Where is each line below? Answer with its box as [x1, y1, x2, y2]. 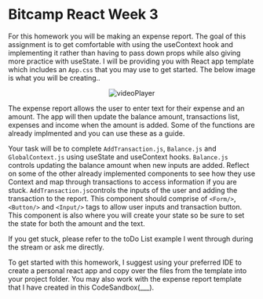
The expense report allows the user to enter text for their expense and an [8, 104, 245, 113]
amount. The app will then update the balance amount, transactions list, [8, 111, 240, 121]
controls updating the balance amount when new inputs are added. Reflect [8, 160, 250, 170]
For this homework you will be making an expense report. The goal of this [8, 31, 247, 41]
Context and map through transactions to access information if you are [8, 177, 237, 186]
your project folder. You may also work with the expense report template [8, 274, 242, 283]
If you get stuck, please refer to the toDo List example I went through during [8, 234, 254, 243]
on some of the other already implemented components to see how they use [8, 169, 256, 178]
